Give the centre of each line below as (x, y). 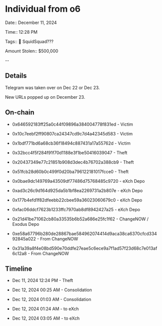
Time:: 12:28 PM (21, 32)
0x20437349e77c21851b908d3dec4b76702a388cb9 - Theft (73, 162)
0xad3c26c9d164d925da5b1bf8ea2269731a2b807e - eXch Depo (77, 190)
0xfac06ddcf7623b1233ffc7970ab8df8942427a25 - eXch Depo (76, 209)
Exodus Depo (26, 224)
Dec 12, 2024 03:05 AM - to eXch (46, 318)
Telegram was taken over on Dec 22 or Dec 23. (52, 87)
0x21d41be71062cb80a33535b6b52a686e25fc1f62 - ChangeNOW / (80, 219)
